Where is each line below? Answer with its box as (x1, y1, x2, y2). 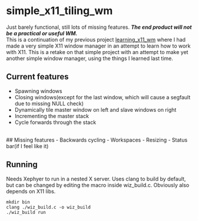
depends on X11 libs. (6, 187, 56, 195)
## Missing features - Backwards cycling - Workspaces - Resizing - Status (6, 136, 187, 143)
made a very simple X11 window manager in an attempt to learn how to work (6, 42, 191, 49)
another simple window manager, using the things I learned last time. (6, 55, 173, 62)
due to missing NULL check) (14, 100, 84, 107)
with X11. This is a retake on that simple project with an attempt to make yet (6, 48, 189, 55)
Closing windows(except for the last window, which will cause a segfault (14, 93, 191, 101)
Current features (6, 72, 69, 82)
